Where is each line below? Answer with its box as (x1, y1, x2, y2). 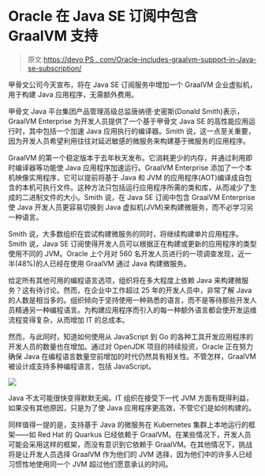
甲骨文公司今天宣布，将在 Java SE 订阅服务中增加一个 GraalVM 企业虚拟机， (8, 80, 257, 89)
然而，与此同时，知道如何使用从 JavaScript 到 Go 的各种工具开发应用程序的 (8, 331, 254, 341)
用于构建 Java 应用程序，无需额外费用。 (8, 89, 139, 99)
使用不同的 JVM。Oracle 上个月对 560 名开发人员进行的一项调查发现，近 (8, 248, 245, 258)
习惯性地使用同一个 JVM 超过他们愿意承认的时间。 (8, 459, 173, 469)
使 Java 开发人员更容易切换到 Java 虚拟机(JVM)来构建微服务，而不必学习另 (8, 202, 254, 212)
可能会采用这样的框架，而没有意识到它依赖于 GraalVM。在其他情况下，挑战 (8, 440, 253, 449)
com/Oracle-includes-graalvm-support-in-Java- (99, 55, 257, 64)
